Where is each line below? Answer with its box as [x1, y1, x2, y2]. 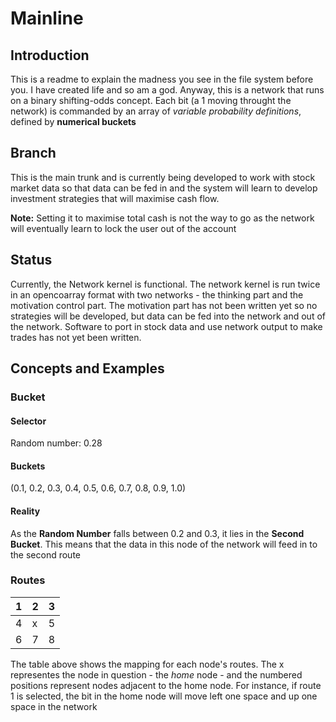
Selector [10, 415, 47, 427]
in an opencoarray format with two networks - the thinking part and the [10, 288, 304, 301]
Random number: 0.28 [10, 437, 103, 449]
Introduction [10, 47, 90, 64]
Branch [10, 145, 57, 162]
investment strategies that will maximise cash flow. [10, 192, 220, 204]
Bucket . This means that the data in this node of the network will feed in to [10, 538, 318, 550]
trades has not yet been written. [10, 331, 142, 343]
